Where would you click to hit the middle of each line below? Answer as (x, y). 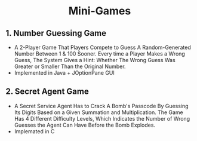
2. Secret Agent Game (47, 92)
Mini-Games (100, 11)
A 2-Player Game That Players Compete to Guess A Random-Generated (103, 47)
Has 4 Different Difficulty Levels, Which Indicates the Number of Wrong (102, 118)
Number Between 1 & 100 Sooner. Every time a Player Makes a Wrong (100, 54)
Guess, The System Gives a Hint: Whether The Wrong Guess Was (95, 60)
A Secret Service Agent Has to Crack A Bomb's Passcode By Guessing (101, 106)
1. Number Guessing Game (56, 33)
